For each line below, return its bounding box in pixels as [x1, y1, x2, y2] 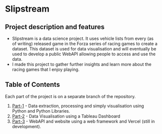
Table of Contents [5, 81, 60, 89]
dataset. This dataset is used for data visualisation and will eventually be [12, 46, 156, 51]
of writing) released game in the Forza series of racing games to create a [12, 41, 158, 47]
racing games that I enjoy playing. [12, 67, 80, 72]
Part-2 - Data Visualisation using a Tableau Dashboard [12, 113, 120, 119]
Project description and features [5, 23, 105, 31]
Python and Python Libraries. [12, 108, 70, 114]
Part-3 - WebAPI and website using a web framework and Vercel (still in [12, 118, 155, 124]
